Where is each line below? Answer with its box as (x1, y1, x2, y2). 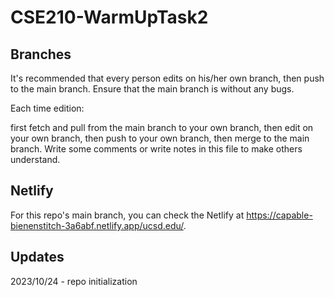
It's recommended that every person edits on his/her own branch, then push (10, 72, 325, 84)
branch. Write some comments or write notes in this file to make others (10, 143, 303, 155)
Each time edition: (10, 102, 85, 114)
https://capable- (246, 209, 313, 221)
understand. (10, 154, 61, 165)
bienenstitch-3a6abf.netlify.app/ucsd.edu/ (10, 219, 184, 231)
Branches (10, 46, 72, 63)
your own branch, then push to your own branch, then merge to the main (10, 132, 310, 144)
